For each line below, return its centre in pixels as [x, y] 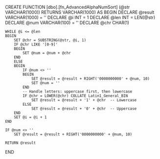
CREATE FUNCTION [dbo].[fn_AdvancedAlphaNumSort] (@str [68, 7]
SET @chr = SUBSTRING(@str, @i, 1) [50, 40]
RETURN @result [21, 143]
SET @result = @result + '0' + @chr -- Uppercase [84, 109]
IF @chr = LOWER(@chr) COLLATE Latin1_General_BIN [75, 96]
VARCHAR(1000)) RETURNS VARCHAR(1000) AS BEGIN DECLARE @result [80, 12]
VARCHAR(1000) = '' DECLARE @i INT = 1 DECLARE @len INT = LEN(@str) [80, 17]
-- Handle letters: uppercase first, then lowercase [78, 91]
